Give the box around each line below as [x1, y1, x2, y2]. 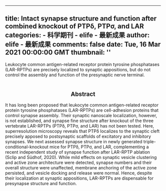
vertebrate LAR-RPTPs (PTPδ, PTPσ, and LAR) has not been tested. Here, [5, 123, 155, 129]
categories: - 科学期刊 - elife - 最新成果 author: [5, 31, 150, 39]
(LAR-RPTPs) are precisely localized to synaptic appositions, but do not [5, 66, 151, 72]
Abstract [71, 90, 95, 98]
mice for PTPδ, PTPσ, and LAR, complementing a [49, 144, 149, 150]
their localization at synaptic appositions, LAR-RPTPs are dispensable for [5, 175, 154, 181]
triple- [143, 139, 156, 145]
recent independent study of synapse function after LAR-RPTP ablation [5, 149, 150, 155]
